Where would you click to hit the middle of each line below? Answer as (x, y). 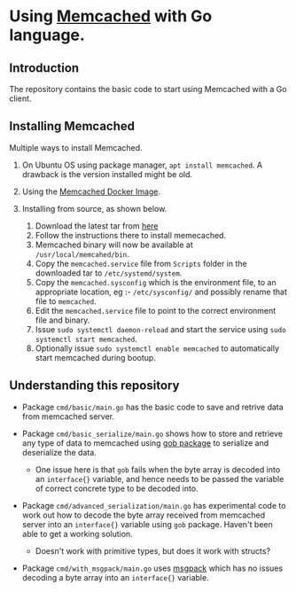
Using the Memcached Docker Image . (91, 191)
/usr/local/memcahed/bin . (82, 253)
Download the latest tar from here (97, 226)
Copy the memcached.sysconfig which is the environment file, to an (156, 282)
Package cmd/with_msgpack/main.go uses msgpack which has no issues (152, 568)
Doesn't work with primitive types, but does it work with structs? (153, 550)
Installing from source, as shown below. (94, 208)
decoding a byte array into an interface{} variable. (116, 577)
